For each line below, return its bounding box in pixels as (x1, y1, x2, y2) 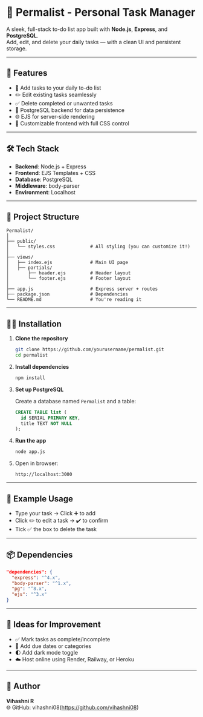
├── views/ (6, 254, 34, 260)
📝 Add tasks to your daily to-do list (14, 84, 101, 91)
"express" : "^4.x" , (11, 575, 61, 581)
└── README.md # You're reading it (6, 297, 142, 303)
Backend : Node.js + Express (14, 163, 86, 170)
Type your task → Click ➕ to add (14, 510, 95, 517)
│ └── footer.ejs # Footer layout (6, 276, 131, 282)
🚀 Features (6, 68, 48, 78)
